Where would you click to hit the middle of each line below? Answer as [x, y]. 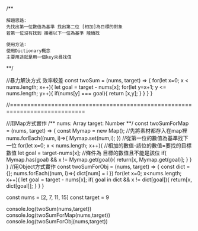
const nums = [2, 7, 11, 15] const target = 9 [58, 197]
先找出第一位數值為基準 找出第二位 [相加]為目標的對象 [65, 27]
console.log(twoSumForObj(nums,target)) [57, 221]
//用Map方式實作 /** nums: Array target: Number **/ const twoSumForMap [98, 123]
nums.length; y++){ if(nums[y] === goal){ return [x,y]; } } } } [79, 93]
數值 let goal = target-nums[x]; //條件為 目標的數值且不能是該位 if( [87, 153]
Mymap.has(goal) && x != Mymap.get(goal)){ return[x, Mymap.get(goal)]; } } [99, 160]
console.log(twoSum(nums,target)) [49, 209]
